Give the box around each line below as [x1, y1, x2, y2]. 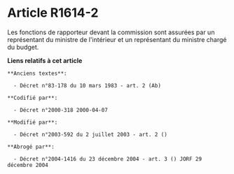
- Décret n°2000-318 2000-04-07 [13, 106, 109, 113]
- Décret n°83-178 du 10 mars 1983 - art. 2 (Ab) [13, 82, 161, 89]
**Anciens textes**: [7, 70, 68, 77]
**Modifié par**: [7, 119, 58, 126]
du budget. [7, 43, 39, 51]
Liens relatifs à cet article [7, 56, 83, 64]
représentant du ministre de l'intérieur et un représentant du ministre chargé [7, 35, 227, 43]
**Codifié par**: [7, 94, 58, 101]
